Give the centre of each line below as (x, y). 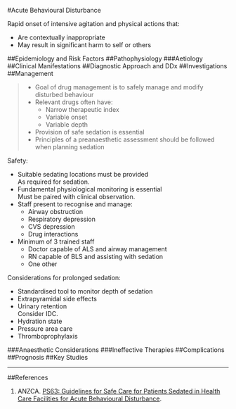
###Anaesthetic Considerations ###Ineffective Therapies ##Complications (116, 350)
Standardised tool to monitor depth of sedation (85, 291)
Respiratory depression (62, 219)
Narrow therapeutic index (82, 109)
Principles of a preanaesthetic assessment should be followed (125, 139)
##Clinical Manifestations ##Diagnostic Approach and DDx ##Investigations (117, 66)
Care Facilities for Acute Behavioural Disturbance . (90, 398)
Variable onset (66, 117)
